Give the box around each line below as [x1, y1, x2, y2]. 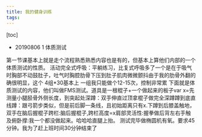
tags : [6, 14, 20, 21]
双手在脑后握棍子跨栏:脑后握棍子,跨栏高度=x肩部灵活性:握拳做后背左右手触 [6, 109, 191, 116]
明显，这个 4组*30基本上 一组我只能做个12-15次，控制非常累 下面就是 [16, 79, 191, 86]
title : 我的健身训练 [6, 8, 52, 15]
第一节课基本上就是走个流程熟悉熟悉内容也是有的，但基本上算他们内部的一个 [6, 56, 196, 63]
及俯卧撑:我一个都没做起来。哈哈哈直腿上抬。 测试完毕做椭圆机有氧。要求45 [6, 116, 195, 124]
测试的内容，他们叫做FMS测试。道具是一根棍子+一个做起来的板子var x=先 [11, 86, 195, 94]
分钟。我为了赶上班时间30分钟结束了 [6, 124, 97, 132]
